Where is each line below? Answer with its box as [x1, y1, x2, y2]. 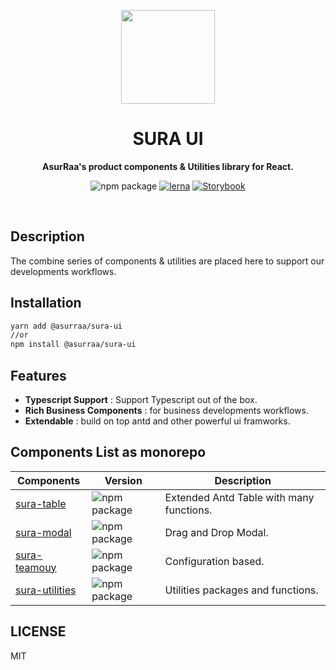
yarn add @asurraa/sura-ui [10, 321, 123, 331]
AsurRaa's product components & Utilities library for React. [42, 160, 294, 172]
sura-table [15, 496, 67, 510]
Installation [10, 295, 82, 312]
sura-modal [15, 525, 72, 539]
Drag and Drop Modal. [164, 525, 269, 539]
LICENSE [10, 623, 67, 640]
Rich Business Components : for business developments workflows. [24, 405, 309, 416]
